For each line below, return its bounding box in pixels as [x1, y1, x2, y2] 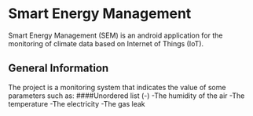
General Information [8, 62, 109, 75]
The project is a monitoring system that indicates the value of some [8, 82, 226, 92]
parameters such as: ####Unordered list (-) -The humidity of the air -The [8, 91, 245, 100]
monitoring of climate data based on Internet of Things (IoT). [8, 38, 204, 48]
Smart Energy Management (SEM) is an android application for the [8, 31, 223, 40]
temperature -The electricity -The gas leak [8, 99, 145, 108]
